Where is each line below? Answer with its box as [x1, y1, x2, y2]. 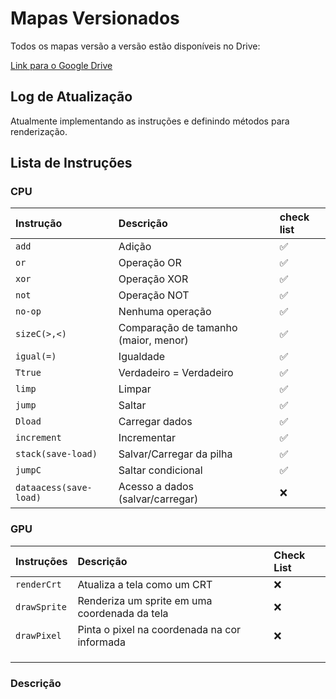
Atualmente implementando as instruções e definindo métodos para [10, 115, 290, 127]
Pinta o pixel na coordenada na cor [77, 622, 241, 636]
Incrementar [118, 431, 176, 445]
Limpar [118, 382, 152, 396]
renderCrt [15, 578, 62, 590]
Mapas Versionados [10, 7, 180, 30]
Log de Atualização [10, 88, 133, 106]
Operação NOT [118, 288, 190, 302]
